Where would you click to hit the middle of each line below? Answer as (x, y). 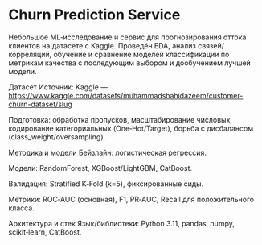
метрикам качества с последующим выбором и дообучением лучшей (129, 63)
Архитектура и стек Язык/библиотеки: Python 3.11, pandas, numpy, (121, 223)
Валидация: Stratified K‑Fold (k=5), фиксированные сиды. (106, 184)
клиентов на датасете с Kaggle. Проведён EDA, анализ (102, 45)
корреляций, (30, 54)
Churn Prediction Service (94, 15)
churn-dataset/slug (40, 104)
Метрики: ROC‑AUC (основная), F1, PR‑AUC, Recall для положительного (131, 199)
